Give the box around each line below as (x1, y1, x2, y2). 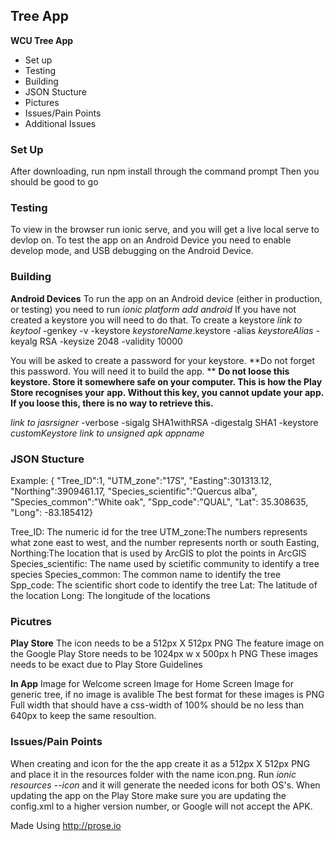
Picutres (10, 614, 53, 628)
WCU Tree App (10, 34, 74, 46)
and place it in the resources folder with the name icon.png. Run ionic (10, 768, 297, 780)
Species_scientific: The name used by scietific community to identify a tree (10, 558, 320, 569)
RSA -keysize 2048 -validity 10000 (39, 335, 183, 347)
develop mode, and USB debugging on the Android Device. (10, 245, 254, 257)
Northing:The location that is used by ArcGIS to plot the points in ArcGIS (10, 547, 307, 559)
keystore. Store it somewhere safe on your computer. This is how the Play (10, 375, 323, 388)
